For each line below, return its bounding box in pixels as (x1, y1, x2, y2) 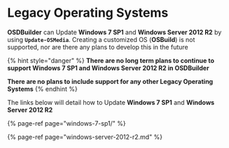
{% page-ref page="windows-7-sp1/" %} (7, 119, 126, 127)
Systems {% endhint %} (7, 84, 78, 93)
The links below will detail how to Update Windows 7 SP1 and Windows (7, 98, 215, 106)
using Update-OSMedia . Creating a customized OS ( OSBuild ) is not (7, 35, 195, 43)
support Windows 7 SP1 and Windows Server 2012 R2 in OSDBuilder (7, 64, 209, 72)
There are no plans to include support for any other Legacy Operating (7, 77, 214, 85)
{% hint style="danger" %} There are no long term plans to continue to (7, 56, 215, 64)
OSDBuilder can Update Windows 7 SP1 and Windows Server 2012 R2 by (7, 28, 222, 36)
